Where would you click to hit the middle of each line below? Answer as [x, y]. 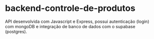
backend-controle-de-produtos [70, 8]
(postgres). [16, 31]
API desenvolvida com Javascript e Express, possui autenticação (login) [77, 21]
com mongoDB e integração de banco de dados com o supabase [70, 26]
